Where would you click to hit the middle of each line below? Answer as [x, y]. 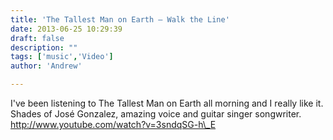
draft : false [37, 38]
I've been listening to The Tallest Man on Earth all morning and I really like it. [167, 103]
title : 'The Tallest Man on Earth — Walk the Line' [120, 19]
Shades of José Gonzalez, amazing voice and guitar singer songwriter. [156, 114]
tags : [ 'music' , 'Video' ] [62, 57]
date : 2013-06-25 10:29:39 [66, 29]
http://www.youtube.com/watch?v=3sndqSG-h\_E [113, 124]
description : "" [44, 47]
